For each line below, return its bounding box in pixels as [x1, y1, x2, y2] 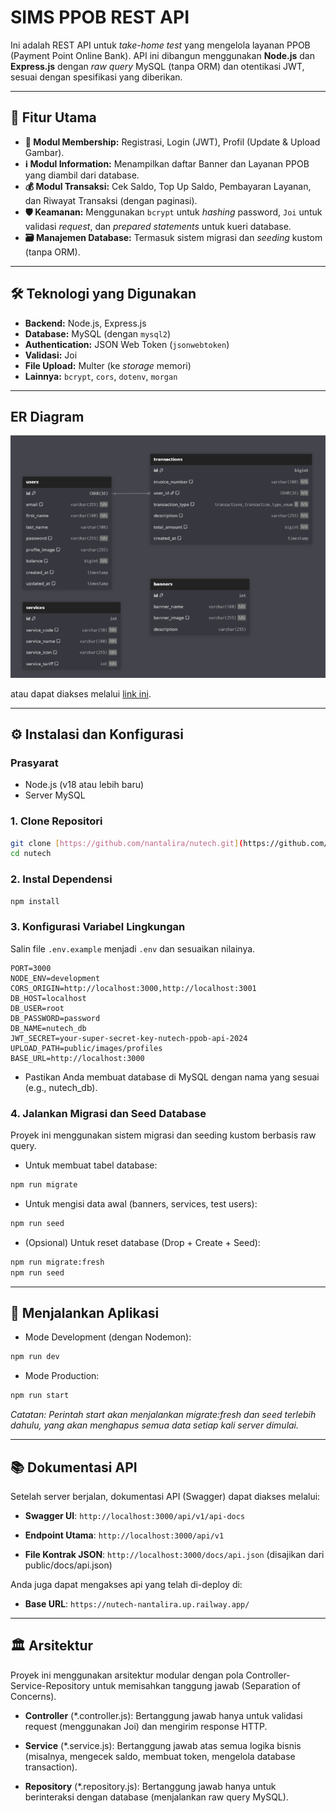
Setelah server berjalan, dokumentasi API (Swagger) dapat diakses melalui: [10, 1490, 321, 1502]
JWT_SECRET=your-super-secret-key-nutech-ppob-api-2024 [10, 1033, 248, 1043]
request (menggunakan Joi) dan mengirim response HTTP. [24, 1720, 268, 1732]
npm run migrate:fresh [10, 1257, 105, 1267]
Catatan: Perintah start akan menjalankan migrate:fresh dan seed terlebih [10, 1409, 317, 1421]
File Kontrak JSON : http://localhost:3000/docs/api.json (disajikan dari [24, 1548, 325, 1560]
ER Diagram [10, 408, 85, 425]
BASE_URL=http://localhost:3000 [10, 1053, 145, 1063]
